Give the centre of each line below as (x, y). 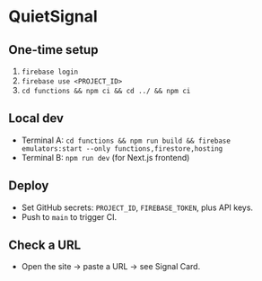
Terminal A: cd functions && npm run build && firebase (126, 140)
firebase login (50, 72)
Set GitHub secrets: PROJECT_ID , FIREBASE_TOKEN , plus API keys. (137, 207)
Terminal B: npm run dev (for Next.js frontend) (105, 157)
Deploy (29, 186)
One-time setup (53, 50)
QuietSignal (53, 17)
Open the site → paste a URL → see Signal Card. (111, 267)
